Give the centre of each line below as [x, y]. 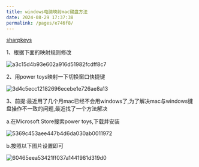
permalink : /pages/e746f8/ [40, 23]
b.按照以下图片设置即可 [35, 146]
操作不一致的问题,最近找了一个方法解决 [59, 109]
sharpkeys [19, 40]
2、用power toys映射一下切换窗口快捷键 [56, 77]
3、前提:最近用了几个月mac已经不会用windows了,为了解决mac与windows [97, 101]
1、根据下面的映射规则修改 [39, 52]
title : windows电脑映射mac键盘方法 [47, 12]
